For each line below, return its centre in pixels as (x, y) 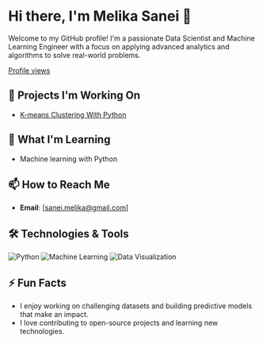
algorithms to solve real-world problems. (74, 55)
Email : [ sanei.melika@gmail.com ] (74, 208)
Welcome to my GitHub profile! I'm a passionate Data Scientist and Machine (131, 38)
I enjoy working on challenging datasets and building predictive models (135, 306)
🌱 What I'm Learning (59, 139)
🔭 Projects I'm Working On (74, 96)
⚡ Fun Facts (38, 282)
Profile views (29, 70)
